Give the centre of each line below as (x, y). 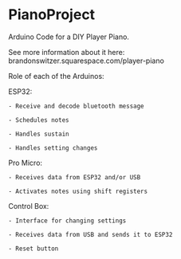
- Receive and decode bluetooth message (77, 106)
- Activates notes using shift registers (78, 191)
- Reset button (33, 249)
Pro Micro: (25, 163)
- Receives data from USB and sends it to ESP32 (90, 234)
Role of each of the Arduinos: (57, 76)
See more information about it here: (67, 52)
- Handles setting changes (53, 148)
